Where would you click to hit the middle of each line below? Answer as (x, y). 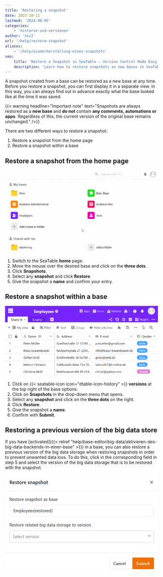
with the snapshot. (24, 468)
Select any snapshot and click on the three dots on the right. (73, 399)
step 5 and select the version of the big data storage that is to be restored (79, 463)
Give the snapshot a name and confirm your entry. (62, 282)
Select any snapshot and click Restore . (52, 276)
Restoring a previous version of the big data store (81, 430)
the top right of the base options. (45, 389)
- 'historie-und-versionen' (42, 31)
